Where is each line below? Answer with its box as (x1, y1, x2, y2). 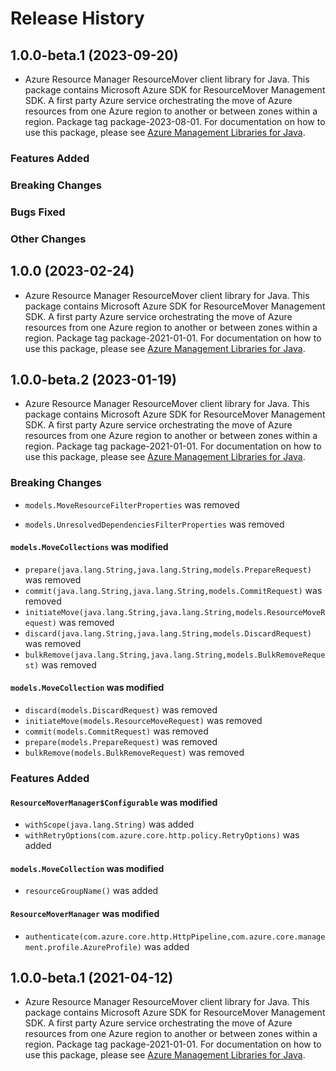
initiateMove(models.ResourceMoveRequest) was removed (24, 715, 263, 727)
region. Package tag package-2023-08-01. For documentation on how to (24, 116, 326, 127)
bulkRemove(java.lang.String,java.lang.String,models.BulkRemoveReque (24, 650, 326, 660)
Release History (10, 7, 145, 30)
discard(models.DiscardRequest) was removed (24, 704, 218, 716)
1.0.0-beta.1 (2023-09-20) (10, 47, 179, 64)
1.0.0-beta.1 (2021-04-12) (10, 969, 174, 986)
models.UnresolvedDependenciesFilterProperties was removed (24, 518, 285, 530)
